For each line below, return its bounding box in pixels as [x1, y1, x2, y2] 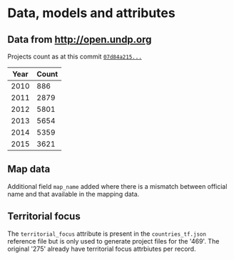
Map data [7, 163, 51, 175]
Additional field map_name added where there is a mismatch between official [7, 182, 228, 190]
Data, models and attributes [7, 5, 176, 21]
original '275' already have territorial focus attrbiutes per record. [7, 244, 196, 253]
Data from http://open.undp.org [7, 33, 152, 46]
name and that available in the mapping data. [7, 189, 140, 198]
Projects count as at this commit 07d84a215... [7, 52, 143, 61]
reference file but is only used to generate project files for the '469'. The [7, 236, 220, 245]
